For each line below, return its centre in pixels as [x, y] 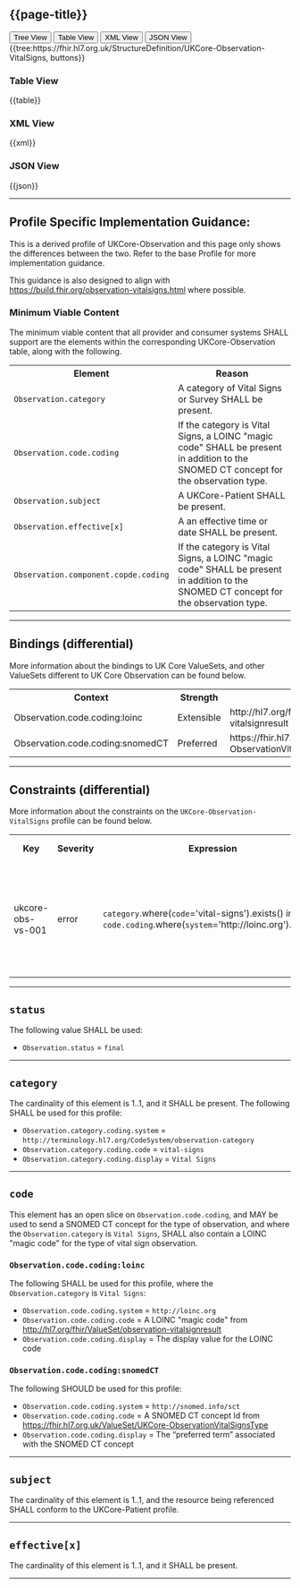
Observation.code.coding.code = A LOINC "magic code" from [135, 1320]
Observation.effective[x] [69, 526]
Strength [199, 697]
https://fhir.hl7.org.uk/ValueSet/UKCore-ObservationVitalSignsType [145, 1425]
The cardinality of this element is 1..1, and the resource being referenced [142, 1500]
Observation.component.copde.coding [92, 575]
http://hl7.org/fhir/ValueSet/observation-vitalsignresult [121, 1329]
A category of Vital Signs [230, 388]
